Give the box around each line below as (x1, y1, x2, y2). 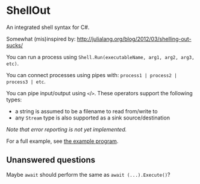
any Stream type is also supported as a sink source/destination (14, 114, 170, 121)
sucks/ (6, 42, 23, 49)
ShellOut (6, 4, 51, 17)
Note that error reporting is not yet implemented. (6, 125, 127, 133)
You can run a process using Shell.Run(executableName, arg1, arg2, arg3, (6, 53, 195, 60)
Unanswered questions (6, 155, 95, 165)
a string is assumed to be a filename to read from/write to (14, 107, 158, 115)
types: (6, 96, 22, 103)
